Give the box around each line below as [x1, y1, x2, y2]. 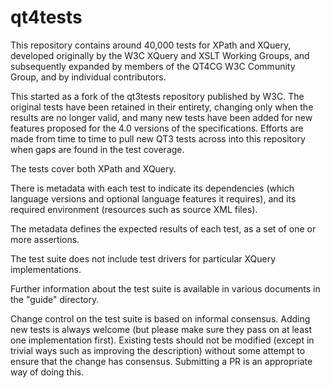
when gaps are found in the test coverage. [10, 143, 185, 155]
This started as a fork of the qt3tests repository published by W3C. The [10, 90, 305, 102]
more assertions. [10, 233, 80, 245]
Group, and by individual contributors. [10, 71, 167, 83]
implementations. [10, 263, 82, 275]
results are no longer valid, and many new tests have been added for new [10, 111, 313, 123]
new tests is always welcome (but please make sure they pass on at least [10, 323, 312, 335]
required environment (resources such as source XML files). [10, 203, 258, 215]
